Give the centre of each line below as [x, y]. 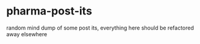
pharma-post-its [49, 11]
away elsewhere [27, 34]
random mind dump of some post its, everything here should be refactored [100, 28]
